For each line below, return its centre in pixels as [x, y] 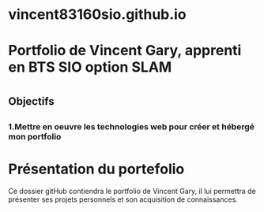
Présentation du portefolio [96, 169]
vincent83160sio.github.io [98, 15]
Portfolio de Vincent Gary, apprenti [125, 51]
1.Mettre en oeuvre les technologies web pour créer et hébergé [132, 126]
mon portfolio [35, 136]
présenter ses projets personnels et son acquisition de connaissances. [123, 199]
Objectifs [32, 101]
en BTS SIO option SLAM [90, 67]
